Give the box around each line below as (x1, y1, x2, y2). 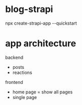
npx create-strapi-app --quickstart (5, 20, 77, 26)
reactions (12, 69, 33, 75)
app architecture (5, 38, 76, 49)
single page (12, 94, 37, 100)
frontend (5, 79, 24, 85)
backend (5, 54, 24, 60)
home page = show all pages (12, 89, 73, 95)
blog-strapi (5, 4, 53, 15)
